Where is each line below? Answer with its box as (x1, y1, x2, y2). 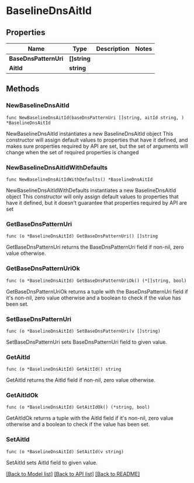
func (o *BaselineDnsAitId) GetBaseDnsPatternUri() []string (6, 233, 158, 239)
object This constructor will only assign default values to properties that (6, 193, 179, 200)
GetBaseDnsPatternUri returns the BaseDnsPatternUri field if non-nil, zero (6, 244, 184, 251)
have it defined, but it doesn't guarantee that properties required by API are (6, 199, 187, 206)
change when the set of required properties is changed (6, 149, 139, 156)
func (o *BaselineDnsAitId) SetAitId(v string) (6, 448, 124, 454)
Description (96, 45, 130, 53)
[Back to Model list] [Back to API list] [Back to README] (6, 470, 140, 477)
